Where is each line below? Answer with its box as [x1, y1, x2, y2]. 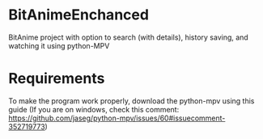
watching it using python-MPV [8, 40, 110, 50]
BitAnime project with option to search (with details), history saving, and [8, 32, 248, 42]
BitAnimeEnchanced [8, 6, 150, 24]
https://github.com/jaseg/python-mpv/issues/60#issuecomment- [8, 113, 226, 123]
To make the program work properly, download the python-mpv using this [8, 95, 255, 106]
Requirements [8, 69, 105, 88]
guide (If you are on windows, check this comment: [8, 104, 180, 114]
